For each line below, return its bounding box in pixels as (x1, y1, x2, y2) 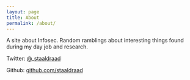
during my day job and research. (6, 43, 89, 50)
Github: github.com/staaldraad (6, 67, 84, 74)
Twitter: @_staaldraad (6, 55, 61, 62)
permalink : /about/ (6, 20, 56, 26)
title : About (6, 15, 40, 21)
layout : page (6, 8, 40, 15)
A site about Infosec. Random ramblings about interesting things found (6, 37, 185, 44)
